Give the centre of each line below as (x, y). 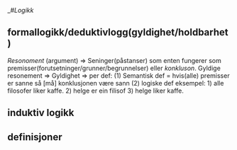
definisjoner (35, 137)
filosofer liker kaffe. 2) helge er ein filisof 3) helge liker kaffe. (96, 91)
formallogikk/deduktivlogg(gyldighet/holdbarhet (118, 32)
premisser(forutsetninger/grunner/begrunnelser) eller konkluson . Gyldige (114, 68)
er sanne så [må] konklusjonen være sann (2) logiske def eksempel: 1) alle (116, 83)
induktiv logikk (41, 113)
